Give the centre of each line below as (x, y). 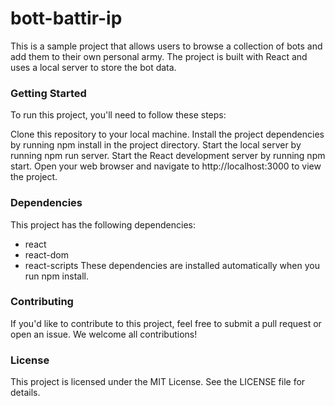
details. (25, 393)
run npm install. (56, 276)
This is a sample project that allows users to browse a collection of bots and (166, 46)
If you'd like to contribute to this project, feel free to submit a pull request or (166, 323)
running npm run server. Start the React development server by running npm (168, 156)
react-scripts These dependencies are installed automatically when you (172, 265)
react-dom (46, 254)
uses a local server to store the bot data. (93, 67)
